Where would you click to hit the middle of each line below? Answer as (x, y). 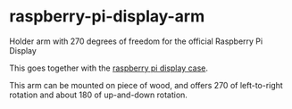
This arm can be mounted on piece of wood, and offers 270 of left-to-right (146, 85)
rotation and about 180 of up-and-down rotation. (98, 95)
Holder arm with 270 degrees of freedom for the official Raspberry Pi (136, 41)
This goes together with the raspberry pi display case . (108, 68)
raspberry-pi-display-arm (107, 17)
